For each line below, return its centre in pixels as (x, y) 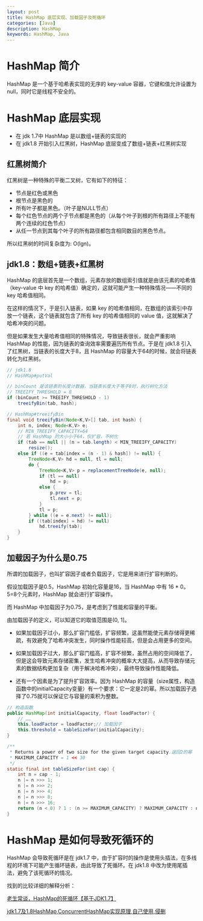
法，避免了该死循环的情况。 (41, 873)
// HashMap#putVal (30, 376)
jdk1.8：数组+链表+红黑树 (55, 264)
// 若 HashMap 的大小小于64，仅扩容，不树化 (68, 437)
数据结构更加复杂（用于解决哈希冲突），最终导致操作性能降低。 (104, 668)
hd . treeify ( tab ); (61, 527)
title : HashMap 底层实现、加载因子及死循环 (56, 18)
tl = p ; (49, 510)
